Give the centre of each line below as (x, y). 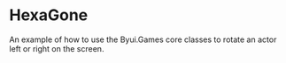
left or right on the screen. (57, 48)
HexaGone (49, 15)
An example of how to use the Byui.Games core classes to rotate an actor (143, 39)
